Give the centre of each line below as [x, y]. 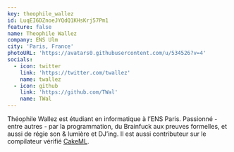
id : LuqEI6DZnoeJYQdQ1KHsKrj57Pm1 [58, 20]
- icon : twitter [37, 66]
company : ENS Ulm [33, 40]
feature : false [30, 27]
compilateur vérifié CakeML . [48, 141]
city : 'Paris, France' [41, 46]
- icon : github [36, 86]
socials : [20, 60]
